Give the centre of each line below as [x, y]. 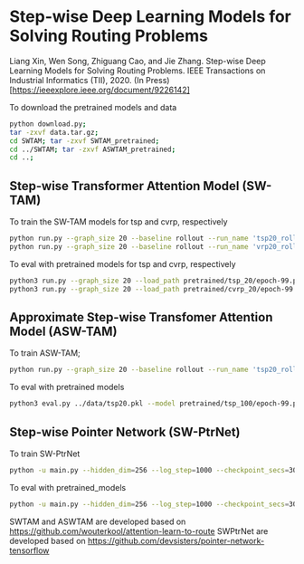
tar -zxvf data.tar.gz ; [54, 132]
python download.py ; [48, 124]
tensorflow [29, 550]
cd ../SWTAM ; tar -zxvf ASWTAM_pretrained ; [93, 149]
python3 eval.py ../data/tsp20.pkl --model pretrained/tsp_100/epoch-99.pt [155, 404]
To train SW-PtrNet [45, 454]
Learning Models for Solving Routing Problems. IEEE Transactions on [138, 71]
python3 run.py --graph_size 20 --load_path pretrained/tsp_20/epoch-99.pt [155, 281]
